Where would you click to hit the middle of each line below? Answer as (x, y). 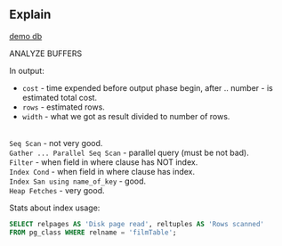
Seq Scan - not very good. (56, 143)
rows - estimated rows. (63, 107)
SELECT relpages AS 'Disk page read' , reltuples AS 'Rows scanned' (137, 224)
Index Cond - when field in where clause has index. (102, 171)
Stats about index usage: (55, 208)
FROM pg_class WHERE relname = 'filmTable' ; (93, 232)
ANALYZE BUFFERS (46, 53)
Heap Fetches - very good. (57, 190)
